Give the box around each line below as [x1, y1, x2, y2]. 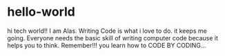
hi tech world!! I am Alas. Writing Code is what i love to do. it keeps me [7, 27, 207, 35]
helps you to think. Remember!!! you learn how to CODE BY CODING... [7, 41, 206, 49]
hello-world [7, 4, 76, 20]
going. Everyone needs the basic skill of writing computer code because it [7, 33, 219, 42]
